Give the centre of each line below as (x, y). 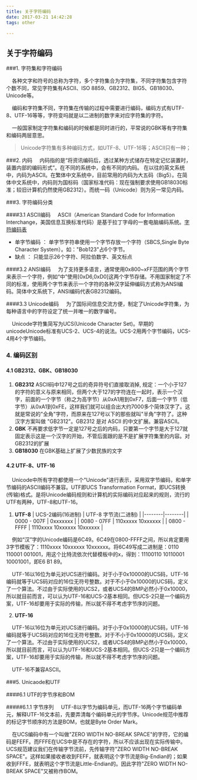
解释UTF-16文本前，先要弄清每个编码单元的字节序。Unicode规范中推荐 (102, 714)
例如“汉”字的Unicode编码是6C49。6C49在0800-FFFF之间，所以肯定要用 (100, 539)
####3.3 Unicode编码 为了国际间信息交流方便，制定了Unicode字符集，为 (98, 304)
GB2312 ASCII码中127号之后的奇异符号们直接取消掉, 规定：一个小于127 (101, 385)
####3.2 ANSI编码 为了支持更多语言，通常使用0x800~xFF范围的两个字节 (98, 269)
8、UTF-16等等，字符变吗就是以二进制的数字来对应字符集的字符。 (86, 115)
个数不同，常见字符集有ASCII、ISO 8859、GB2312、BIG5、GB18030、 (92, 88)
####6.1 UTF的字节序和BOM (41, 694)
